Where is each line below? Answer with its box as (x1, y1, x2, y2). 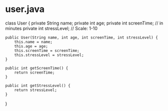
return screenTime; (14, 70, 55, 75)
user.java (5, 3, 45, 15)
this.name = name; (14, 39, 53, 44)
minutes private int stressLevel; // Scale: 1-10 (5, 25, 98, 31)
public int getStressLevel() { (5, 83, 71, 88)
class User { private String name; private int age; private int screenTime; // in (5, 20, 163, 26)
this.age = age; (14, 43, 49, 48)
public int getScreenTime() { (5, 65, 69, 70)
